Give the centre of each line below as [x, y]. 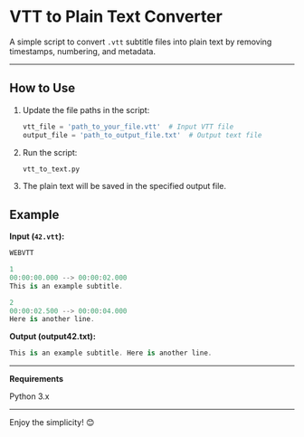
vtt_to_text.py [51, 169]
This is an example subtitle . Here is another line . [111, 353]
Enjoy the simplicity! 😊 [52, 423]
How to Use [43, 88]
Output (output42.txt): [53, 337]
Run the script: [50, 152]
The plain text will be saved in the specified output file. [124, 186]
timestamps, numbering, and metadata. [83, 51]
